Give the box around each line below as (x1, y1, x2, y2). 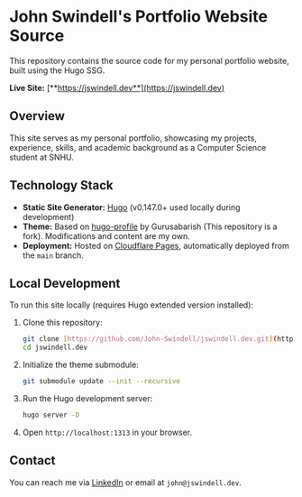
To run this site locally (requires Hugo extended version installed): (9, 299, 254, 310)
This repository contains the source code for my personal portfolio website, (9, 55, 290, 66)
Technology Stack (9, 178, 114, 193)
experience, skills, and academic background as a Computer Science (9, 142, 267, 152)
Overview (9, 108, 66, 124)
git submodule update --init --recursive (22, 377, 181, 386)
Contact (9, 453, 56, 468)
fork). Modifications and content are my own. (22, 230, 191, 241)
